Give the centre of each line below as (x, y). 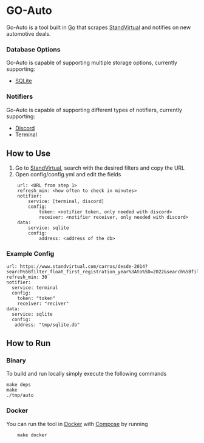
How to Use (29, 153)
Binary (16, 360)
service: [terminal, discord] (66, 202)
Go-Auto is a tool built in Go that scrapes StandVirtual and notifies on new (99, 27)
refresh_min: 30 (27, 277)
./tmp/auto (20, 395)
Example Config (30, 254)
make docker (32, 435)
